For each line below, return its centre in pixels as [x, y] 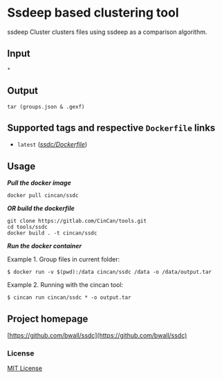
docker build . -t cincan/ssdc [52, 233]
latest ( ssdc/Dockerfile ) [52, 145]
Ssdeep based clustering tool [93, 13]
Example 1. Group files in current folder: [63, 259]
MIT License [25, 369]
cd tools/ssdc [28, 227]
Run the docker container [45, 246]
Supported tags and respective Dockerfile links [111, 128]
